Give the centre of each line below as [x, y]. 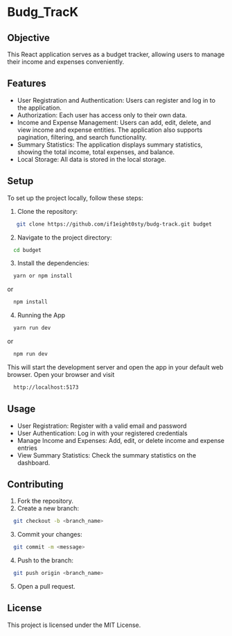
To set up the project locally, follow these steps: [75, 198]
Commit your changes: [50, 535]
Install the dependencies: [53, 263]
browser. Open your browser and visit [61, 374]
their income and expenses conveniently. [66, 62]
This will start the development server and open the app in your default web [115, 367]
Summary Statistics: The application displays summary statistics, [110, 144]
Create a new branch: [48, 508]
